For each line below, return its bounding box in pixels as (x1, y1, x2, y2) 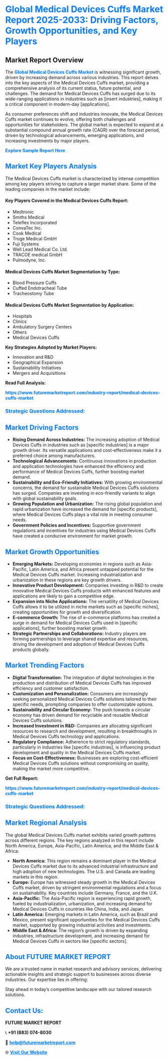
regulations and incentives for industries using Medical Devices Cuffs (12, 527, 156, 534)
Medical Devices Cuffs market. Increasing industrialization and (12, 571, 142, 577)
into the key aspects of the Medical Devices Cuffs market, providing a (5, 80, 149, 86)
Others (12, 329, 27, 336)
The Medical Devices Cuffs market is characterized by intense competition (5, 175, 159, 181)
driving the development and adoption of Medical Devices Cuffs (12, 641, 145, 647)
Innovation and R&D (12, 354, 54, 360)
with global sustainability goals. (12, 495, 78, 502)
